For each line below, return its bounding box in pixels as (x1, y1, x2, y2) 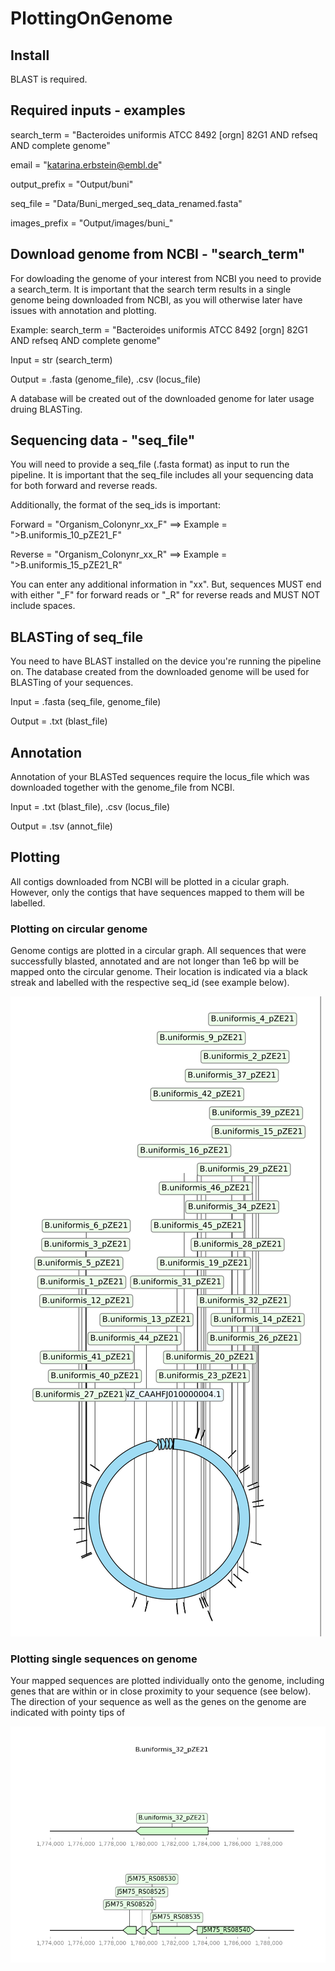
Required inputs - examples (10, 102, 186, 119)
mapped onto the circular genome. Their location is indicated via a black (10, 966, 308, 978)
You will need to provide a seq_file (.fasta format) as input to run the (10, 458, 290, 471)
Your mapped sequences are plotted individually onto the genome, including (10, 1675, 325, 1687)
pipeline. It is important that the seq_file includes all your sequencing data (10, 469, 314, 481)
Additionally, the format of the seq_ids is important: (10, 499, 221, 511)
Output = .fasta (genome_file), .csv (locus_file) (10, 373, 202, 385)
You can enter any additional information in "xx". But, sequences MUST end (10, 578, 322, 591)
